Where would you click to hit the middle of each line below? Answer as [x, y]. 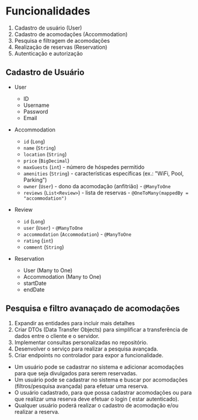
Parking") [35, 180]
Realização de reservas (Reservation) [61, 47]
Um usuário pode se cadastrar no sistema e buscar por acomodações [101, 380]
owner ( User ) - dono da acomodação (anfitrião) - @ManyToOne [97, 186]
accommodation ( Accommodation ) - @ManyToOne [77, 234]
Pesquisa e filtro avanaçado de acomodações [93, 309]
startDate [35, 283]
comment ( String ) [44, 247]
